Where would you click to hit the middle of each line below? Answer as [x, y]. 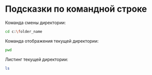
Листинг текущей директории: [37, 59]
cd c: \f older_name [24, 31]
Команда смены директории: [35, 23]
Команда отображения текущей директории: [52, 41]
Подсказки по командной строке [76, 9]
